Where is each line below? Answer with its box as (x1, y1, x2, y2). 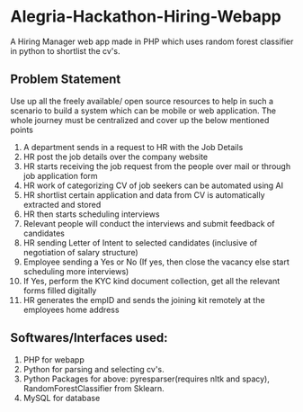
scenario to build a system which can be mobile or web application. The (10, 105, 277, 116)
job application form (22, 170, 98, 181)
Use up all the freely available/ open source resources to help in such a (10, 95, 273, 106)
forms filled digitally (22, 285, 97, 296)
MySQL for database (22, 392, 101, 403)
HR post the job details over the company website (22, 151, 209, 162)
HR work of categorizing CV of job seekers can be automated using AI (22, 180, 284, 191)
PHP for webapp (22, 354, 85, 365)
